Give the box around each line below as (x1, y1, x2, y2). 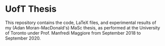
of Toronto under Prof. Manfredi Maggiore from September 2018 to (5, 30, 141, 36)
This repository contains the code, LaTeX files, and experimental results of (5, 20, 157, 25)
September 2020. (5, 35, 41, 41)
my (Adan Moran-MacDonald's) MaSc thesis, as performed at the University (5, 24, 161, 30)
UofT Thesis (5, 3, 57, 15)
